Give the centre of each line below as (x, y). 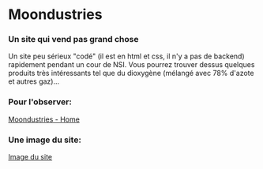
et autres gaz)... (34, 81)
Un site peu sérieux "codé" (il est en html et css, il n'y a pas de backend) (126, 56)
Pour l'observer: (40, 102)
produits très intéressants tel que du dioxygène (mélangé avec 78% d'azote (131, 73)
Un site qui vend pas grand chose (73, 39)
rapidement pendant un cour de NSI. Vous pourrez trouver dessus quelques (131, 65)
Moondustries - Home (44, 119)
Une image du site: (45, 140)
